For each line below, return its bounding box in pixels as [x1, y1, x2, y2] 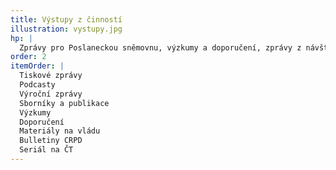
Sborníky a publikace [19, 98, 110, 108]
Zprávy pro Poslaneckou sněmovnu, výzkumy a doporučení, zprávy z [19, 42, 302, 53]
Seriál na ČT [19, 145, 74, 155]
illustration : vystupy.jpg [10, 24, 123, 34]
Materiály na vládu [19, 126, 101, 136]
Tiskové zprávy [19, 71, 83, 81]
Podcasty [19, 80, 56, 90]
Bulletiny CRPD [19, 136, 83, 146]
